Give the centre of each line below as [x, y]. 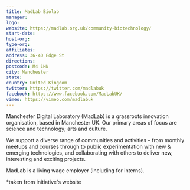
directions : [21, 61]
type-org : [18, 45]
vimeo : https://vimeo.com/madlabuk [50, 99]
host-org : [18, 39]
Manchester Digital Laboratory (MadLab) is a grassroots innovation [88, 116]
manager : [17, 17]
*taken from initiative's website [44, 182]
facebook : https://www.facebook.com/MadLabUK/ [64, 94]
